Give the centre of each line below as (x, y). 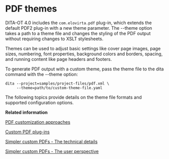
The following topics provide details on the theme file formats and (74, 97)
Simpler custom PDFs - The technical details (51, 141)
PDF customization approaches (38, 122)
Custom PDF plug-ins (27, 132)
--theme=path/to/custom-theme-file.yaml (59, 88)
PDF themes (31, 9)
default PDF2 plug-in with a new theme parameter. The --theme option (79, 28)
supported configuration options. (40, 102)
